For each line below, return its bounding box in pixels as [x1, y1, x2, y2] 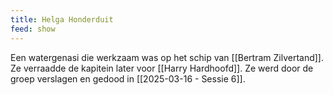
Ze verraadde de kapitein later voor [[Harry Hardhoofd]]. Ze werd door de [10, 62, 314, 74]
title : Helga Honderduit [10, 14, 114, 25]
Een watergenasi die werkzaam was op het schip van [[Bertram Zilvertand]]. [10, 51, 324, 63]
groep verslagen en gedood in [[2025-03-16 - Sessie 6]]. [10, 72, 246, 85]
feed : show [10, 24, 56, 34]
